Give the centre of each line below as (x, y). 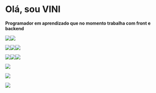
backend (15, 28)
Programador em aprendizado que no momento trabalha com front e (78, 23)
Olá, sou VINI (33, 9)
